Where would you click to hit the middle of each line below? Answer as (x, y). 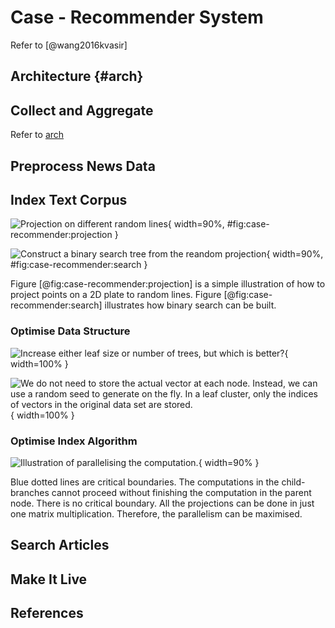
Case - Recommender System (137, 17)
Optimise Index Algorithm (74, 441)
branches (30, 492)
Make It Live (49, 579)
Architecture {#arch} (77, 76)
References (47, 613)
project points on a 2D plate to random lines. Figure (116, 295)
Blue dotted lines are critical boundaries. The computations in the (145, 482)
